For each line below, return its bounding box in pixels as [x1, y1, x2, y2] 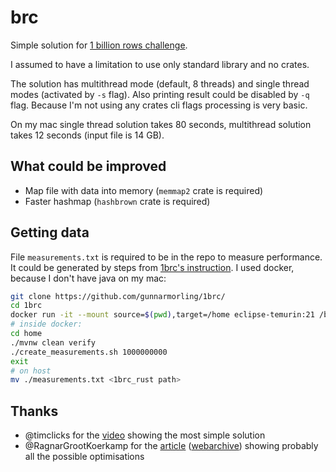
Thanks [10, 402, 59, 420]
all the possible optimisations [24, 451, 145, 463]
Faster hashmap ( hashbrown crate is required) [24, 195, 211, 207]
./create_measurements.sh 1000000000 [10, 347, 168, 357]
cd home [10, 329, 43, 339]
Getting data [10, 224, 90, 241]
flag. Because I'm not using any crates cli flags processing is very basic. [10, 99, 308, 111]
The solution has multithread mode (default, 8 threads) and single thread [10, 77, 310, 90]
